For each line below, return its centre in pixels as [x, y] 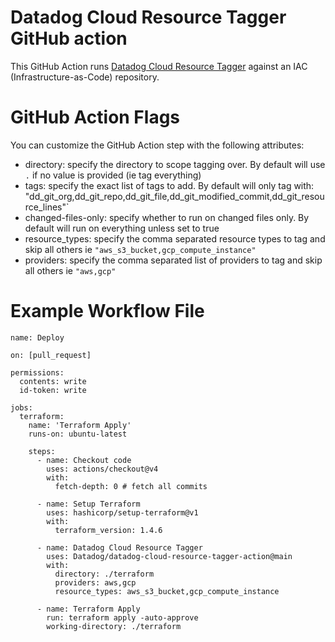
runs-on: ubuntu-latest [78, 434]
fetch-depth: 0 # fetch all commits [131, 486]
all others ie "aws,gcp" [70, 270]
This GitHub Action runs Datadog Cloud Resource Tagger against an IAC [159, 66]
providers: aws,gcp [95, 582]
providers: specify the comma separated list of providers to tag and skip [173, 260]
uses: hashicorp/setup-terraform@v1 [122, 512]
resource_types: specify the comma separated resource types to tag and [175, 238]
